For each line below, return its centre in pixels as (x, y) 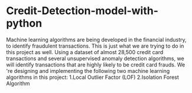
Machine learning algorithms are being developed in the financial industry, (97, 39)
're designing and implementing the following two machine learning (88, 71)
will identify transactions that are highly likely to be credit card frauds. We (96, 64)
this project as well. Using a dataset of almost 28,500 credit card (85, 52)
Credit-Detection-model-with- (82, 11)
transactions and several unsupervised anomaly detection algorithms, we (95, 58)
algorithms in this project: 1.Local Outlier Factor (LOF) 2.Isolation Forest (92, 77)
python (24, 23)
